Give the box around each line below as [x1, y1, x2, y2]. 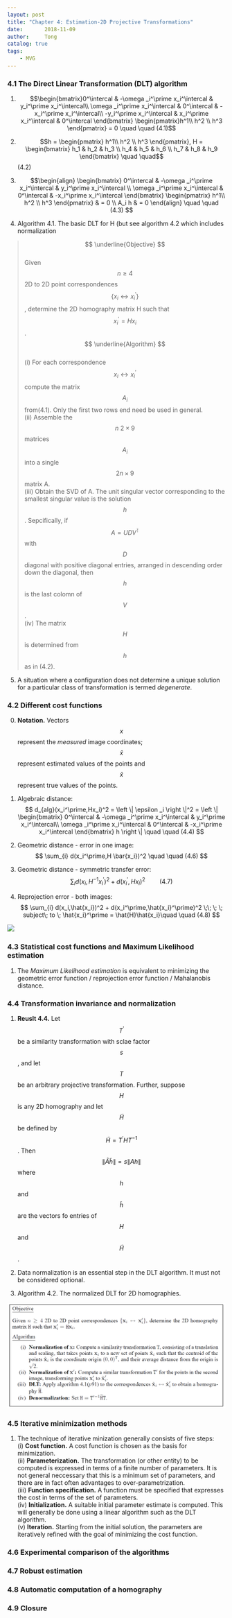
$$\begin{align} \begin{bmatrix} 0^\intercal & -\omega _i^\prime [30, 177, 213, 185]
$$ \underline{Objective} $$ [84, 240, 166, 249]
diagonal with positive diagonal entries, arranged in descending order [24, 560, 223, 569]
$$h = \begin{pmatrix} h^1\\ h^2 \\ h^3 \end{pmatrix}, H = [39, 137, 204, 146]
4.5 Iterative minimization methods [7, 1419, 127, 1429]
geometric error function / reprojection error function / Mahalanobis [17, 974, 211, 982]
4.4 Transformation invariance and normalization [7, 999, 177, 1008]
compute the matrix [24, 382, 80, 391]
